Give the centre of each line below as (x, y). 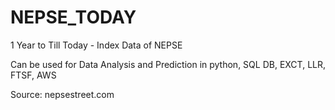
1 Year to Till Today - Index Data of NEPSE (96, 45)
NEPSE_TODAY (73, 17)
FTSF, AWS (33, 75)
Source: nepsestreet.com (62, 94)
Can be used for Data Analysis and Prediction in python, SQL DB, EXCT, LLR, (168, 64)
